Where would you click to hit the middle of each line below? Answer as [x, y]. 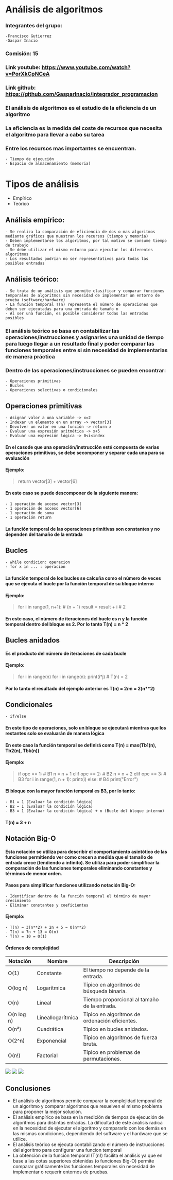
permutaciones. [102, 1059]
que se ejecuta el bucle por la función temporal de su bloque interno [80, 583]
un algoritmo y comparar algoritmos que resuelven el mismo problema [87, 1106]
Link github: [21, 88]
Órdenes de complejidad [32, 948]
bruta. [90, 1044]
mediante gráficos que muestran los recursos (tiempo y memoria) [77, 236]
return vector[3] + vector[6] [47, 481]
